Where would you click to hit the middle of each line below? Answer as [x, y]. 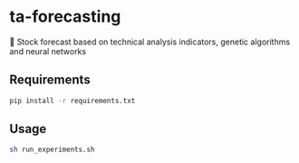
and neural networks [48, 51]
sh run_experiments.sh [52, 150]
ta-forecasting [65, 17]
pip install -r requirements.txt [72, 101]
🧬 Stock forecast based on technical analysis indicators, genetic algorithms [150, 42]
